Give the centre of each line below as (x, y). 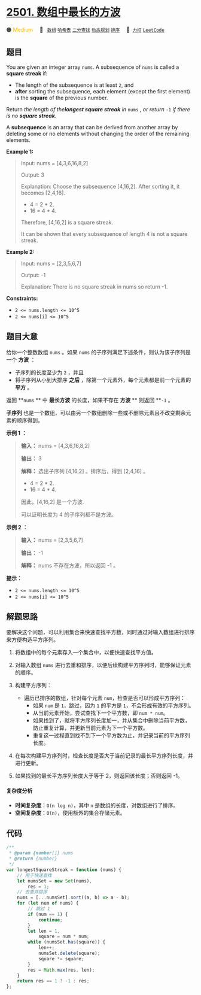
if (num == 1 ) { (48, 914)
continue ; (50, 920)
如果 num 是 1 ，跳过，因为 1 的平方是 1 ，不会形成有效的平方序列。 (113, 706)
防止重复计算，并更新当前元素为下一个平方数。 (90, 728)
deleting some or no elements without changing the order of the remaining (98, 134)
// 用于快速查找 (34, 875)
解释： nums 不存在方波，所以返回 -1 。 (69, 565)
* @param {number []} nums (41, 853)
